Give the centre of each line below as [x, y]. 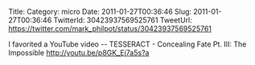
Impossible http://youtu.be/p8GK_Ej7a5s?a [79, 53]
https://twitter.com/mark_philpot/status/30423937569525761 [110, 28]
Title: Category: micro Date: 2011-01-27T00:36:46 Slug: [100, 12]
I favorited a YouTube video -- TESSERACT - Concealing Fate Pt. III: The [127, 44]
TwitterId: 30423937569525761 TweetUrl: [123, 20]
